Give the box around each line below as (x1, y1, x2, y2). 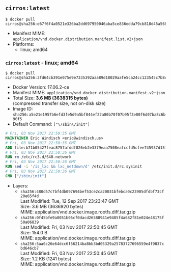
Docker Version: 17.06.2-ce (12, 84, 70, 90)
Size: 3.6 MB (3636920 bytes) (20, 203, 84, 209)
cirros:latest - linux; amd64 (5, 59, 78, 66)
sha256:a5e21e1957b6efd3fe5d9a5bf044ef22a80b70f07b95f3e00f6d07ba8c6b (12, 112, 166, 117)
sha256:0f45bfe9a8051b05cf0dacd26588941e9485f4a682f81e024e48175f (20, 215, 164, 220)
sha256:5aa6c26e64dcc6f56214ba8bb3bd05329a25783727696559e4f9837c (20, 241, 164, 247)
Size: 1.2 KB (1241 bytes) (20, 255, 72, 262)
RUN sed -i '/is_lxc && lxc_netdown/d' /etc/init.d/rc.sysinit (5, 164, 142, 169)
